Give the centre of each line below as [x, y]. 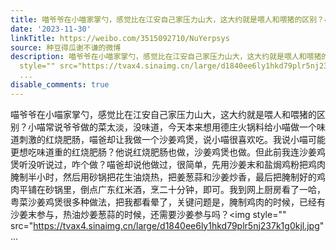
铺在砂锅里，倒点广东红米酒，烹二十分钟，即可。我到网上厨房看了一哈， [176, 189]
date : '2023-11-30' [51, 29]
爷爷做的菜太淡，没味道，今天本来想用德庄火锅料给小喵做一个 [189, 127]
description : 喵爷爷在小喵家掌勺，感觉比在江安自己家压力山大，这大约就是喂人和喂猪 [166, 57]
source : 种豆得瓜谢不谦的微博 [66, 47]
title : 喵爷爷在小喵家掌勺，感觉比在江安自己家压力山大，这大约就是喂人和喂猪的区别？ [167, 19]
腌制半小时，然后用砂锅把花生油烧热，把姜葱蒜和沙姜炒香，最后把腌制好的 [163, 177]
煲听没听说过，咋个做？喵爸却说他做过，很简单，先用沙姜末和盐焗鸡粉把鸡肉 [168, 164]
